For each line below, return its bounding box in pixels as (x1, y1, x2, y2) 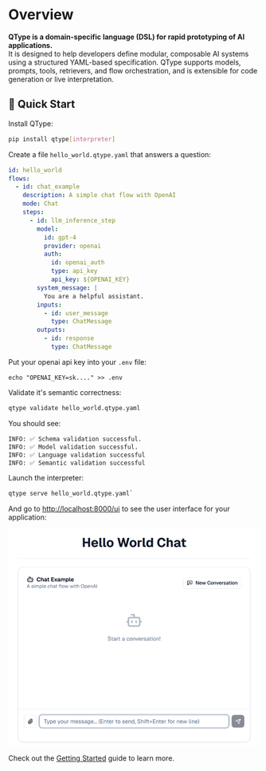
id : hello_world (8, 166, 62, 174)
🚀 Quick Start (8, 97, 76, 111)
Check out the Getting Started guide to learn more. (8, 753, 175, 763)
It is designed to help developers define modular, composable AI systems (8, 49, 249, 58)
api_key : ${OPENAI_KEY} (50, 275, 130, 283)
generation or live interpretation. (8, 74, 114, 84)
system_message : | (37, 283, 98, 292)
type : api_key (50, 267, 98, 275)
